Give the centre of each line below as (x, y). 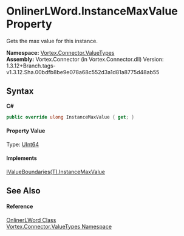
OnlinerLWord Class (31, 220)
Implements (22, 158)
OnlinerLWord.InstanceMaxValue (92, 11)
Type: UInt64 (23, 144)
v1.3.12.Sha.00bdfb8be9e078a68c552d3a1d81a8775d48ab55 (83, 72)
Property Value (26, 131)
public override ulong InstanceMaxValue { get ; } (70, 117)
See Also (23, 191)
